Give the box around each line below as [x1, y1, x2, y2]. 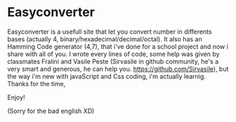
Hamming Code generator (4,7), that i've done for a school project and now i [7, 42, 228, 50]
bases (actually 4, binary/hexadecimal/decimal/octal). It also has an [7, 34, 202, 43]
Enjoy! [7, 93, 26, 102]
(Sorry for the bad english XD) [7, 107, 95, 115]
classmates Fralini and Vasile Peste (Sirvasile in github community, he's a [7, 57, 219, 65]
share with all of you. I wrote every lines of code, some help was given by [7, 50, 220, 58]
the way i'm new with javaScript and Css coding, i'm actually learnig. [7, 72, 206, 81]
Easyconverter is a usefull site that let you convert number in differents [7, 27, 212, 36]
